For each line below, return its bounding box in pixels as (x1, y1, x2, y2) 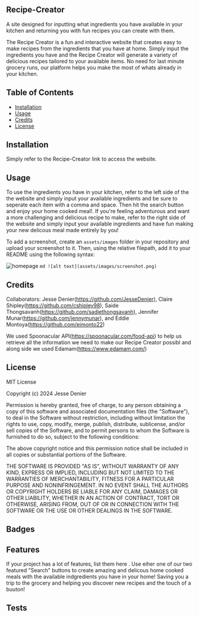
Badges (6, 525, 35, 535)
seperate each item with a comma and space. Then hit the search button (6, 201, 184, 208)
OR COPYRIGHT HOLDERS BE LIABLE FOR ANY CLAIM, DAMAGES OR (6, 488, 178, 495)
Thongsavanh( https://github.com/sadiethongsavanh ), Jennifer (6, 308, 159, 316)
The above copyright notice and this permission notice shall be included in (6, 445, 188, 452)
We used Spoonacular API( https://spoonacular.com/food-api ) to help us (6, 332, 182, 340)
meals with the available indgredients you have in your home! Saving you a (6, 573, 189, 581)
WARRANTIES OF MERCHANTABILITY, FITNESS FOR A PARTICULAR (6, 475, 174, 482)
